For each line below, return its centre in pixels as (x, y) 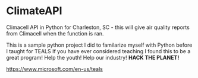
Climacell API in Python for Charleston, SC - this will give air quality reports (98, 27)
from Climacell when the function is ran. (55, 33)
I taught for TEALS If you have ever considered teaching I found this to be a (98, 51)
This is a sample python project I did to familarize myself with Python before (99, 45)
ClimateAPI (34, 11)
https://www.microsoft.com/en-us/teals (54, 69)
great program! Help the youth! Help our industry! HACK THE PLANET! (93, 57)
